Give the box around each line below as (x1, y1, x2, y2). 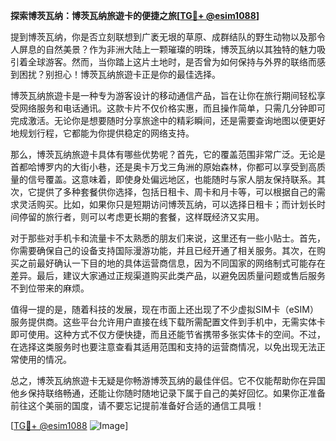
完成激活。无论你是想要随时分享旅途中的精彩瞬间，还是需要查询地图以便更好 (10, 115, 326, 126)
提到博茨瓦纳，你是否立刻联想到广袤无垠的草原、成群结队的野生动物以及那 (10, 31, 317, 43)
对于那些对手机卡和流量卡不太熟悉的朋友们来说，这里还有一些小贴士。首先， (10, 232, 326, 244)
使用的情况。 (18, 354, 72, 365)
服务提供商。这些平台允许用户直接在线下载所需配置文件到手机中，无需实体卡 (10, 316, 326, 328)
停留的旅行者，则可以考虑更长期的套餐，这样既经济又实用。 (18, 211, 265, 223)
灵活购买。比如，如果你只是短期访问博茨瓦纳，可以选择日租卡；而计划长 (18, 199, 317, 210)
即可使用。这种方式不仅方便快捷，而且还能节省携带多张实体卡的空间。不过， (10, 329, 326, 340)
